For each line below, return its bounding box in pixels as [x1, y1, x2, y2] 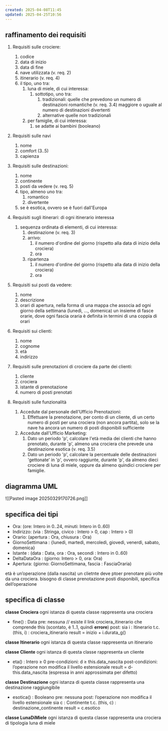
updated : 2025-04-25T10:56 [5, 12, 62, 17]
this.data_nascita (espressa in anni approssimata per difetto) [12, 669, 138, 675]
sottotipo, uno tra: [35, 91, 72, 97]
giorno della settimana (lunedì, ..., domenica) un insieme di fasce [20, 307, 154, 314]
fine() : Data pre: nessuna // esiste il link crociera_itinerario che [12, 618, 142, 624]
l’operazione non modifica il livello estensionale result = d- [12, 664, 133, 670]
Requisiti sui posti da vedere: [12, 282, 73, 288]
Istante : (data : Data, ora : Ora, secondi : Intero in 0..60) [12, 550, 128, 556]
